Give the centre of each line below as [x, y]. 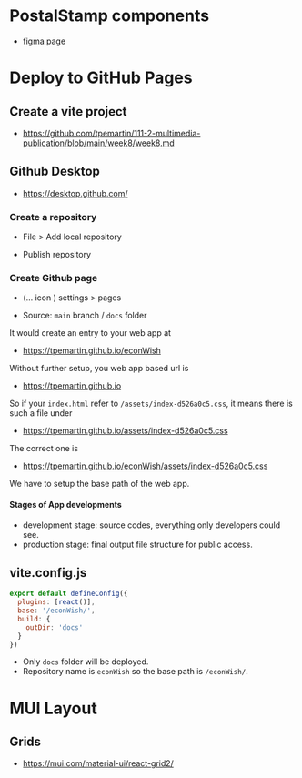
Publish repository [57, 255]
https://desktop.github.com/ [75, 193]
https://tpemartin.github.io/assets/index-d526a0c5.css [126, 431]
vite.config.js [48, 573]
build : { [34, 619]
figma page [44, 41]
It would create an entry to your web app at [90, 333]
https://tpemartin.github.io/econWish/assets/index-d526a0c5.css [145, 466]
